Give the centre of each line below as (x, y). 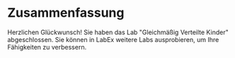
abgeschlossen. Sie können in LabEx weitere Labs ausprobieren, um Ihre (113, 39)
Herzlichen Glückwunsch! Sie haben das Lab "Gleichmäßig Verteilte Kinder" (118, 32)
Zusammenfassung (66, 13)
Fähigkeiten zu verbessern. (47, 47)
